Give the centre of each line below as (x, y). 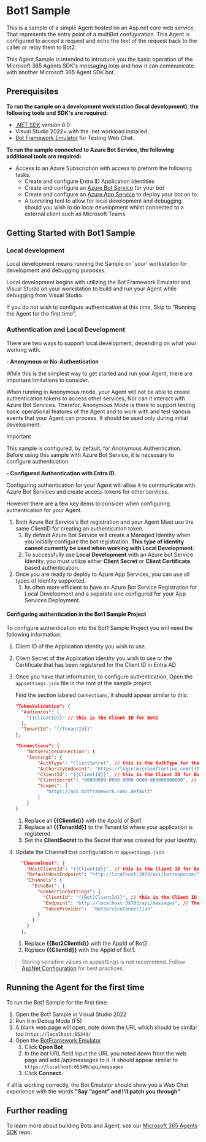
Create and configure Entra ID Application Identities (89, 181)
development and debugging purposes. (56, 270)
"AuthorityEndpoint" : (65, 769)
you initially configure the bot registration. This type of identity (104, 542)
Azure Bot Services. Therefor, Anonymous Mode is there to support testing (101, 405)
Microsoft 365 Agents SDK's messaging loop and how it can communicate (100, 66)
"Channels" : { (44, 880)
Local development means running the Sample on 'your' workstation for (97, 264)
